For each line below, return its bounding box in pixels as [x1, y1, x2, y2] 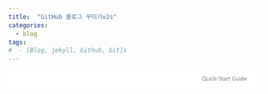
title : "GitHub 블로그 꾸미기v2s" [8, 13, 117, 21]
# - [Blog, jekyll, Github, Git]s [8, 46, 128, 55]
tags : [8, 38, 26, 46]
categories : [8, 21, 48, 29]
